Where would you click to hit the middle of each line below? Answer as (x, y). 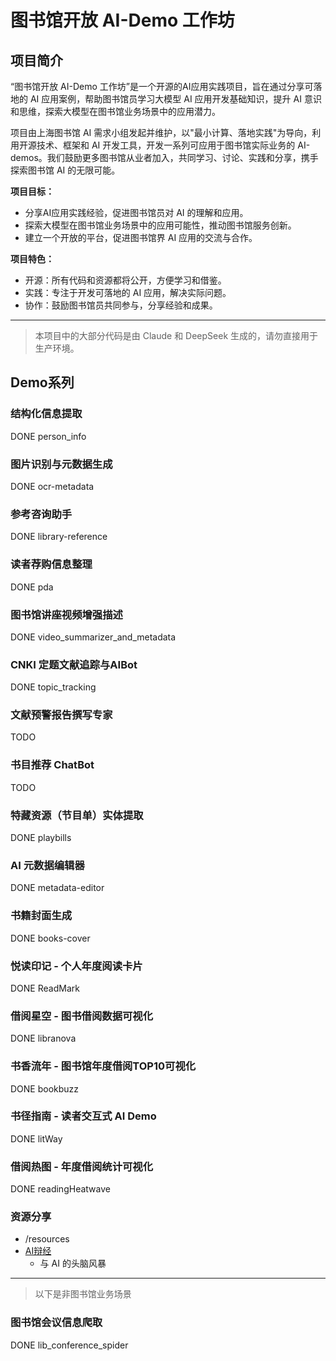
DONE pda (32, 587)
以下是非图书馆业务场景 (83, 1294)
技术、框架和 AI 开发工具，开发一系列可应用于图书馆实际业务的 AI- (173, 145)
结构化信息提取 (46, 414)
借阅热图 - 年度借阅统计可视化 (82, 1166)
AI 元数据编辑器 (47, 865)
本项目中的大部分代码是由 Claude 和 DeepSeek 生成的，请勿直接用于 (176, 335)
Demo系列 (42, 382)
